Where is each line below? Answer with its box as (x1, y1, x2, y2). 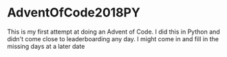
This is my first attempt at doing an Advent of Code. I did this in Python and (7, 27, 220, 36)
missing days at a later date (7, 42, 85, 50)
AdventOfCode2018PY (7, 5, 141, 21)
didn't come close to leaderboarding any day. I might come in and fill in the (7, 34, 219, 43)
